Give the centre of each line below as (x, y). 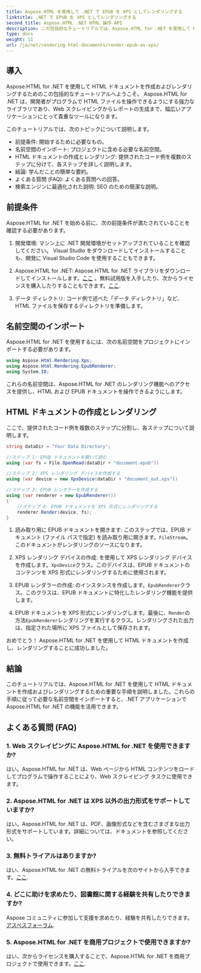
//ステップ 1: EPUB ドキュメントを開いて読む (57, 457)
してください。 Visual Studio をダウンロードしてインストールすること (100, 250)
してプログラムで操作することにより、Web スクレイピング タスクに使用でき (100, 776)
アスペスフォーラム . (31, 925)
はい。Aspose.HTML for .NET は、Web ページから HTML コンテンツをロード (100, 768)
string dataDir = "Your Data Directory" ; (59, 446)
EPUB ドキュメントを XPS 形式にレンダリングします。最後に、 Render (100, 613)
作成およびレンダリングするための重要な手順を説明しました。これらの (108, 692)
